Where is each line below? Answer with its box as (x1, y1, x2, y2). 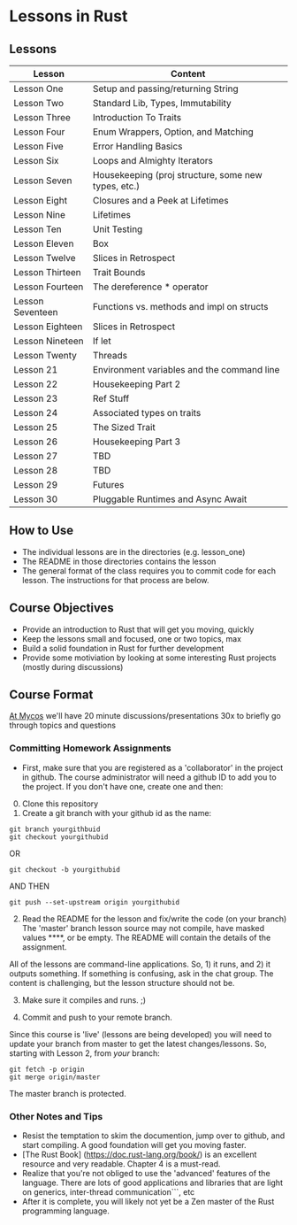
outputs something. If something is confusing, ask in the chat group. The (9, 967, 274, 979)
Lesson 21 (13, 364, 58, 375)
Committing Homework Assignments (9, 742, 171, 754)
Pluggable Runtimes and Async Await (92, 493, 247, 505)
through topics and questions (9, 720, 117, 731)
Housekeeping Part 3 (92, 435, 181, 448)
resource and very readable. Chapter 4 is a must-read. (21, 1159, 221, 1169)
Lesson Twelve (13, 252, 77, 264)
